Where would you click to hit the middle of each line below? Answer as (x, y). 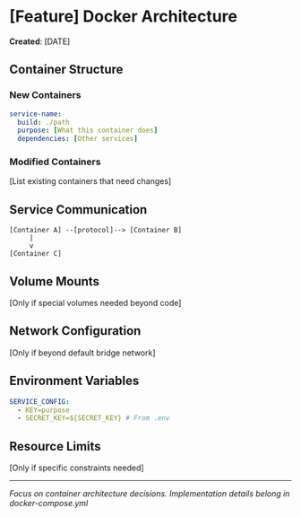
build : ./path (43, 122)
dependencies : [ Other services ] (78, 139)
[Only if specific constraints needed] (77, 468)
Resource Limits (55, 446)
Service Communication (78, 210)
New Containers (45, 95)
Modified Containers (55, 162)
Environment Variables (74, 381)
